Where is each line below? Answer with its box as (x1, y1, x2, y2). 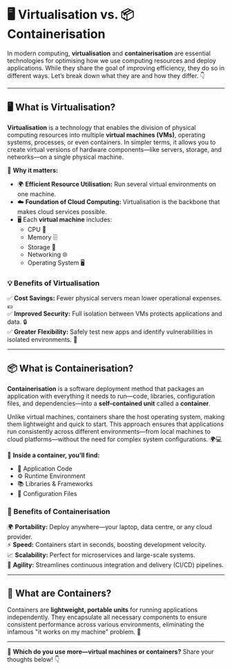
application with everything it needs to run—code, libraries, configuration (7, 392, 215, 400)
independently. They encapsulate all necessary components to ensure (7, 613, 207, 621)
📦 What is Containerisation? (7, 363, 134, 374)
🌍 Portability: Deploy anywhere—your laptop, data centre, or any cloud (7, 523, 213, 531)
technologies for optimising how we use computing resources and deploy (7, 56, 216, 64)
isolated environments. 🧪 (7, 336, 78, 344)
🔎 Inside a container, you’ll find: (7, 451, 100, 459)
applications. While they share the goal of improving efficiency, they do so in (7, 64, 225, 72)
